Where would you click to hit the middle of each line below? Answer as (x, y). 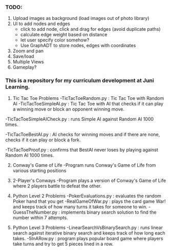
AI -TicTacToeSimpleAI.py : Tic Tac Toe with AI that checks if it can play (88, 103)
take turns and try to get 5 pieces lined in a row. (63, 244)
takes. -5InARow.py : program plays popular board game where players (88, 238)
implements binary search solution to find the (109, 212)
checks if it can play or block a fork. (43, 140)
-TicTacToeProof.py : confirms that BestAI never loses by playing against (82, 150)
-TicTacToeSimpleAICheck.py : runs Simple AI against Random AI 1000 (80, 119)
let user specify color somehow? (55, 40)
